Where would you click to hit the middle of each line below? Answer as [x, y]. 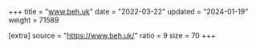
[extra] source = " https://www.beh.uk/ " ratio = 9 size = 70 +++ [112, 36]
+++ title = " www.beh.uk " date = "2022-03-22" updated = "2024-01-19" [128, 12]
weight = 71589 [34, 20]
